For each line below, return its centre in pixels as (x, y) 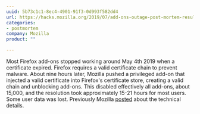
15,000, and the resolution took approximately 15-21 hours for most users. (96, 93)
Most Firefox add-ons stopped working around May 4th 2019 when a (90, 61)
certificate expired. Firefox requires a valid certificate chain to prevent (92, 68)
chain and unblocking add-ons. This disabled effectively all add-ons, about (98, 86)
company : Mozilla (28, 34)
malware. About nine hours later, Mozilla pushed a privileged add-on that (96, 74)
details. (15, 105)
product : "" (21, 39)
